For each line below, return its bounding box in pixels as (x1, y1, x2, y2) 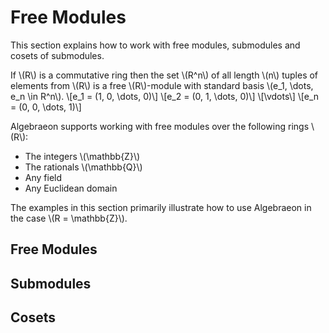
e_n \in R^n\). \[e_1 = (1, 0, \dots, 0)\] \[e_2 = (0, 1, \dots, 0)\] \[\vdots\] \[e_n (10, 90, 320, 102)
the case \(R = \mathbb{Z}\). (10, 212, 128, 224)
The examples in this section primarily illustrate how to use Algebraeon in (10, 201, 312, 213)
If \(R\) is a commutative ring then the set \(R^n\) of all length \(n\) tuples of (10, 69, 319, 81)
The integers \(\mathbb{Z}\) (24, 150, 141, 162)
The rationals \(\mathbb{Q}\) (24, 161, 143, 173)
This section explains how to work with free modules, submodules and (10, 39, 301, 51)
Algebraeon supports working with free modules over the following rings (10, 120, 310, 132)
